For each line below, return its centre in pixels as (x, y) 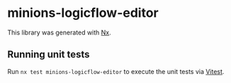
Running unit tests (49, 55)
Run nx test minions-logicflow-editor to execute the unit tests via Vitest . (116, 71)
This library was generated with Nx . (59, 32)
